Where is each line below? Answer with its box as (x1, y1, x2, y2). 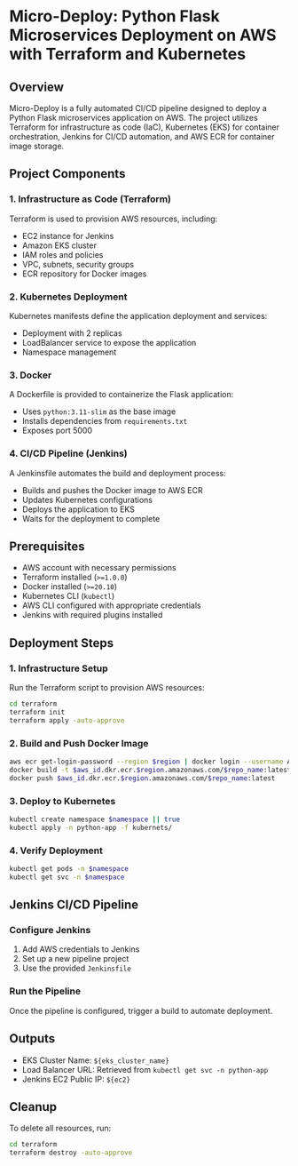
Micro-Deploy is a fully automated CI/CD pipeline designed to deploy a (9, 103, 268, 113)
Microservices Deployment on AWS (9, 25, 277, 45)
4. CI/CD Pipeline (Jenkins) (9, 447, 129, 459)
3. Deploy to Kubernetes (9, 795, 116, 807)
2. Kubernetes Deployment (9, 291, 128, 303)
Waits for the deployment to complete (21, 513, 161, 523)
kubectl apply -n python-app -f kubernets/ (9, 823, 173, 832)
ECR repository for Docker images (21, 268, 147, 279)
